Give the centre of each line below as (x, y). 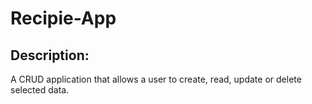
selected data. (40, 90)
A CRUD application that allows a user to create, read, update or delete (156, 79)
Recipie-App (63, 18)
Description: (50, 55)
